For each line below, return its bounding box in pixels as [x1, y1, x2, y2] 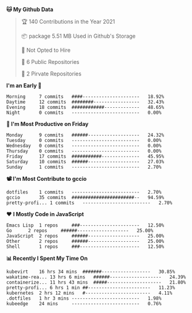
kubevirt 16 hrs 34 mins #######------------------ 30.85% [6, 269, 175, 275]
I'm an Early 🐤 [6, 82, 42, 89]
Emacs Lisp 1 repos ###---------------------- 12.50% [6, 222, 165, 228]
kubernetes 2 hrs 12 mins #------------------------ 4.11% [6, 290, 173, 296]
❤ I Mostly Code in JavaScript [6, 211, 84, 217]
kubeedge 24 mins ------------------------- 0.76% [6, 301, 162, 307]
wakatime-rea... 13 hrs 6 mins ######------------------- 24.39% [6, 274, 187, 280]
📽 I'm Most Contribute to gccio [6, 175, 87, 182]
